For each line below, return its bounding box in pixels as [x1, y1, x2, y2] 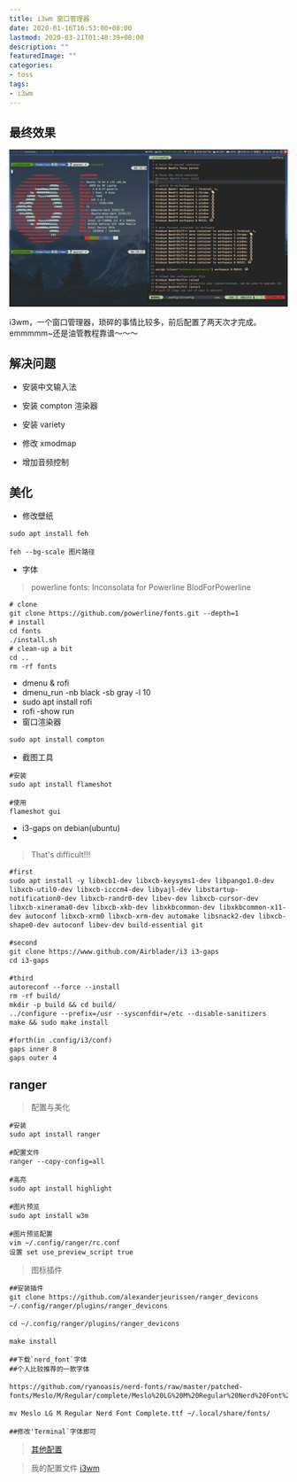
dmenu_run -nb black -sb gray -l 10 [21, 687, 152, 697]
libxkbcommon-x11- [218, 903, 287, 912]
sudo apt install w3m [9, 1212, 89, 1221]
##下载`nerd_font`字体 [9, 1355, 88, 1364]
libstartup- [194, 885, 240, 894]
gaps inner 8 [9, 1044, 57, 1053]
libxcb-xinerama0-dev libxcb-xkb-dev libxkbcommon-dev [9, 903, 216, 912]
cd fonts [9, 626, 42, 635]
